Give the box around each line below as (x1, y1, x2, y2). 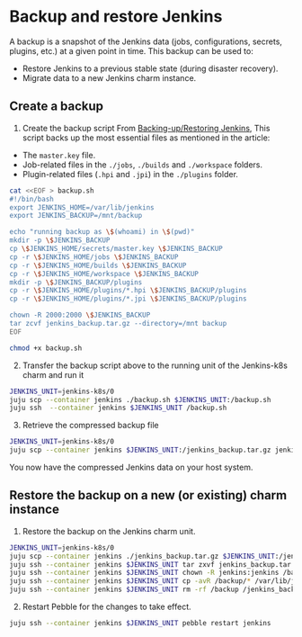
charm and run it (22, 369, 84, 380)
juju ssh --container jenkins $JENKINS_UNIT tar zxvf (9, 560, 216, 569)
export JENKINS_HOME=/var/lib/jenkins (9, 202, 155, 212)
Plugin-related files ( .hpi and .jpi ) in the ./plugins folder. (22, 168, 238, 179)
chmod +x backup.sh (9, 344, 83, 353)
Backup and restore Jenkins (9, 6, 223, 27)
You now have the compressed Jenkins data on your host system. (9, 462, 253, 472)
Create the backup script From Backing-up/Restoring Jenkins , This (22, 122, 271, 133)
